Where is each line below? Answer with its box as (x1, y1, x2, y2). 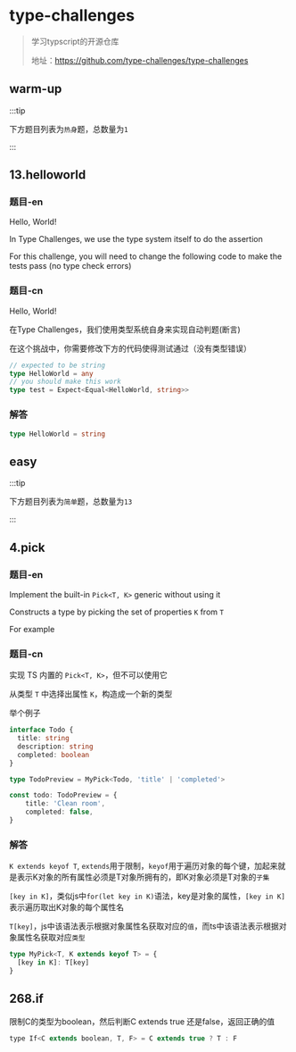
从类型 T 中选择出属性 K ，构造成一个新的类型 (9, 689, 173, 699)
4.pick (9, 539, 45, 555)
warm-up (9, 81, 62, 96)
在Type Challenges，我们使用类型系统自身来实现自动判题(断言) (9, 323, 241, 335)
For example (9, 623, 55, 634)
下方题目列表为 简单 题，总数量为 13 (9, 497, 133, 507)
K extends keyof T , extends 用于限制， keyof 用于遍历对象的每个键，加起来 (9, 861, 278, 872)
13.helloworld (9, 167, 86, 183)
